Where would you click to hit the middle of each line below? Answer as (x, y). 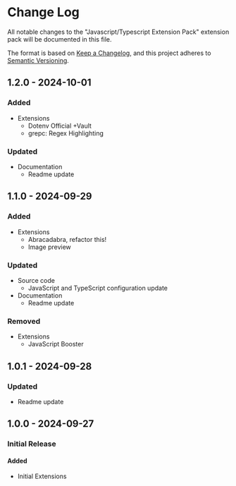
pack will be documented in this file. (60, 39)
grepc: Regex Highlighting (66, 133)
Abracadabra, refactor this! (67, 239)
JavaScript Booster (56, 344)
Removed (24, 321)
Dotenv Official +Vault (60, 126)
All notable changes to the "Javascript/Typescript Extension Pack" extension (118, 32)
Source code (36, 280)
